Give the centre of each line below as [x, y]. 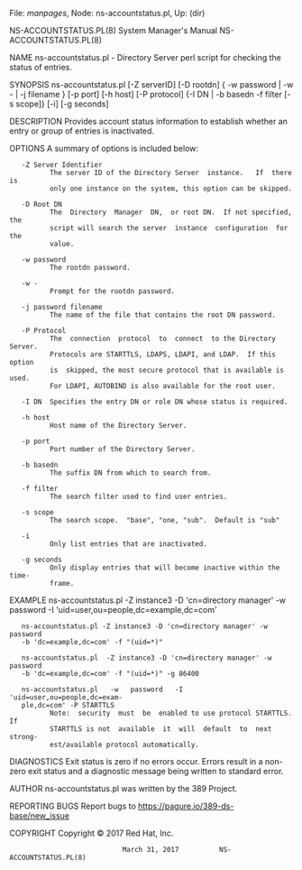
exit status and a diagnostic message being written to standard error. [156, 771]
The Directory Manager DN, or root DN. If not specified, [171, 212]
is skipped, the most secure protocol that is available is [166, 370]
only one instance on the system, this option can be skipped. [171, 189]
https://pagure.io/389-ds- [186, 806]
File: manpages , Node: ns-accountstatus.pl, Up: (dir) [107, 13]
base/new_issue [40, 815]
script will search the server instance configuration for [169, 228]
